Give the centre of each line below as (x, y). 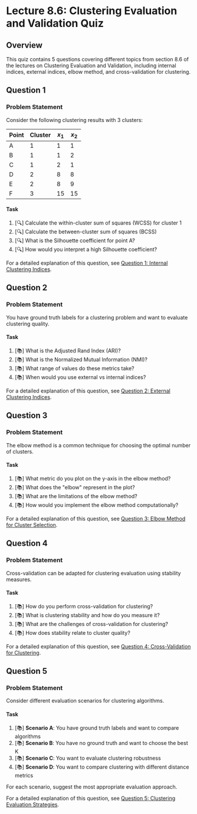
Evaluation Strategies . (33, 804)
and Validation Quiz (55, 23)
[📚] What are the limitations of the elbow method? (76, 496)
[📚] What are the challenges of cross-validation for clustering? (91, 624)
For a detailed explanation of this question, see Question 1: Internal (87, 263)
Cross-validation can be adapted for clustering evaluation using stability (93, 573)
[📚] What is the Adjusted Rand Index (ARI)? (68, 350)
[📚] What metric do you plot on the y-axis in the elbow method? (93, 478)
